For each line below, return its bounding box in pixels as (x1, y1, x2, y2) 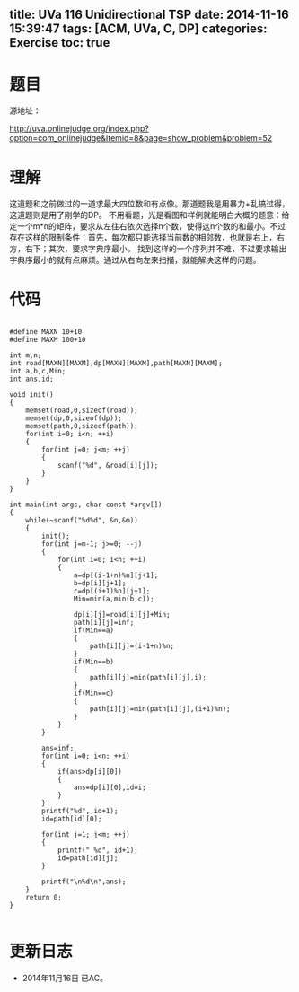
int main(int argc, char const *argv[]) (9, 500, 163, 510)
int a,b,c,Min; (9, 367, 66, 376)
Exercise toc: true (9, 35, 110, 50)
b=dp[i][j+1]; (73, 579, 127, 588)
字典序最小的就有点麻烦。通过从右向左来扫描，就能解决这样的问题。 (9, 255, 261, 266)
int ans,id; (9, 374, 54, 384)
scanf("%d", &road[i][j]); (57, 461, 159, 470)
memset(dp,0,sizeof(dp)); (25, 414, 123, 423)
